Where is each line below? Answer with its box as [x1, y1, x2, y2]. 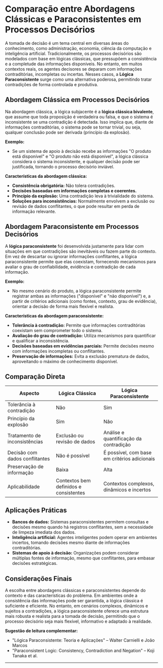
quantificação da [103, 435, 142, 442]
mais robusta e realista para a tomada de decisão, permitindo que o [5, 613, 140, 619]
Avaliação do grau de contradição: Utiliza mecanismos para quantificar [12, 333, 156, 338]
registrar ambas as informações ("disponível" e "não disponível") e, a [12, 293, 151, 299]
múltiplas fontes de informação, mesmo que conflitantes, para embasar [12, 555, 155, 561]
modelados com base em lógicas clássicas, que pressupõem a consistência [5, 56, 157, 61]
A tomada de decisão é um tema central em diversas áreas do [5, 40, 129, 46]
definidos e [55, 483, 81, 490]
